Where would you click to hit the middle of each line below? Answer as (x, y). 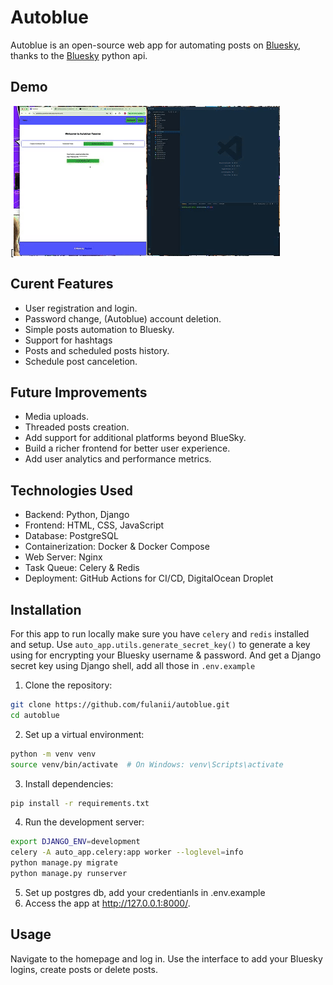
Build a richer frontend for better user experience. (127, 448)
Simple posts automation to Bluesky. (99, 329)
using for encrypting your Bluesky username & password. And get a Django (166, 655)
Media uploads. (56, 417)
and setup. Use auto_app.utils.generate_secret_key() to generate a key (160, 644)
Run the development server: (84, 822)
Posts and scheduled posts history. (97, 350)
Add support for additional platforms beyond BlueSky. (135, 438)
